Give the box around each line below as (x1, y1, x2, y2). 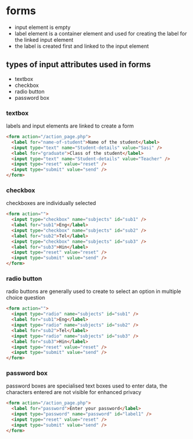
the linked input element (14, 36, 74, 43)
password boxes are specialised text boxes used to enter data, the (6, 382, 168, 389)
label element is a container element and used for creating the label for (14, 30, 187, 37)
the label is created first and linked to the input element (14, 43, 149, 50)
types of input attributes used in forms (6, 60, 151, 70)
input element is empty (14, 24, 71, 31)
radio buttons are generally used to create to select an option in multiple (6, 288, 181, 295)
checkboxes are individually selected (6, 200, 96, 207)
